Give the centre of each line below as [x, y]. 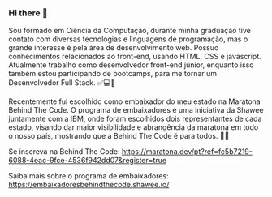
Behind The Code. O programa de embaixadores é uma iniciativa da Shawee [136, 110]
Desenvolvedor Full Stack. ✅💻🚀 [62, 83]
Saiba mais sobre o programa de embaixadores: [89, 176]
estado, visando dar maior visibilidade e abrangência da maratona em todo [134, 127]
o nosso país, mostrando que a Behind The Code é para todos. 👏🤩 [119, 136]
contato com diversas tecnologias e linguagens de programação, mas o [128, 39]
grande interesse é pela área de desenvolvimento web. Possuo [114, 48]
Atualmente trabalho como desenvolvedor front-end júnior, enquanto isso [131, 65]
